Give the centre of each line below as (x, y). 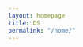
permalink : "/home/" (42, 30)
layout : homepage (37, 16)
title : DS (25, 23)
